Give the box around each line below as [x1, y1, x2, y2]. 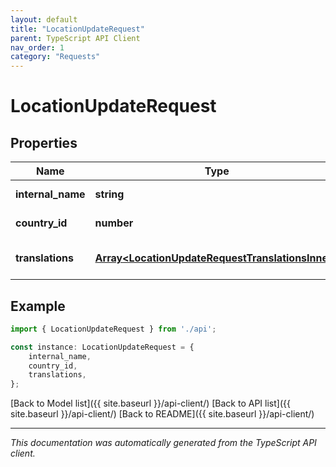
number [94, 216, 134, 230]
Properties [10, 134, 78, 151]
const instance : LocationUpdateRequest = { [10, 342, 195, 352]
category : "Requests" [10, 52, 101, 62]
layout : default [10, 14, 78, 25]
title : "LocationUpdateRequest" [10, 24, 145, 34]
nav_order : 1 [10, 42, 65, 53]
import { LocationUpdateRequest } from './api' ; [10, 324, 217, 334]
